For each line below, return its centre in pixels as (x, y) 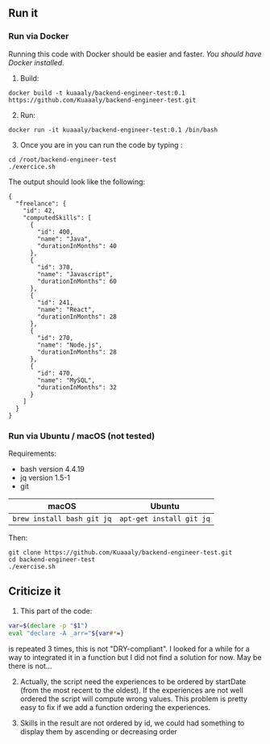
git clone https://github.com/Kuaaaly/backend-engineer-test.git (120, 553)
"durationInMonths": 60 (77, 281)
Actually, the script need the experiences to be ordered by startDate (133, 681)
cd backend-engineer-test (52, 559)
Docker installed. (36, 62)
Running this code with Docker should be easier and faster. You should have (135, 54)
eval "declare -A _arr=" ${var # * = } (66, 633)
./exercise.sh (32, 566)
